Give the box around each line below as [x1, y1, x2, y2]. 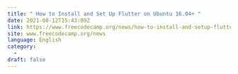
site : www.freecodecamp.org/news [7, 30, 106, 37]
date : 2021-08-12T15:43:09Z [7, 17, 91, 24]
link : [7, 23, 23, 30]
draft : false [7, 56, 46, 63]
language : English [7, 37, 62, 44]
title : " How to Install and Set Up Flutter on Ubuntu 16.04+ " [7, 10, 201, 18]
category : [7, 43, 37, 50]
